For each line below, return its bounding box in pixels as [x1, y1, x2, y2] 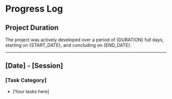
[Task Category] [5, 77, 47, 84]
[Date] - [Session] [5, 61, 63, 70]
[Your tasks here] [12, 88, 50, 94]
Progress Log [5, 3, 63, 15]
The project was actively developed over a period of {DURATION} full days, [5, 37, 164, 43]
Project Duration [5, 23, 59, 32]
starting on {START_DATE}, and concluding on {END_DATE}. [5, 42, 132, 48]
